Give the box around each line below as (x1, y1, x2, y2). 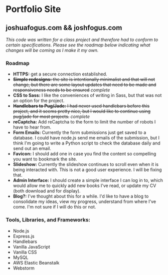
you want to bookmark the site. (13, 156, 77, 162)
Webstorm (13, 265, 35, 271)
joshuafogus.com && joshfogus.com (6, 23, 122, 32)
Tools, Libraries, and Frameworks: (6, 216, 91, 223)
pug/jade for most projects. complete (13, 113, 90, 119)
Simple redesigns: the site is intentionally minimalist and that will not (13, 76, 155, 82)
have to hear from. (13, 124, 52, 130)
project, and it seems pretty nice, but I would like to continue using (13, 108, 151, 114)
